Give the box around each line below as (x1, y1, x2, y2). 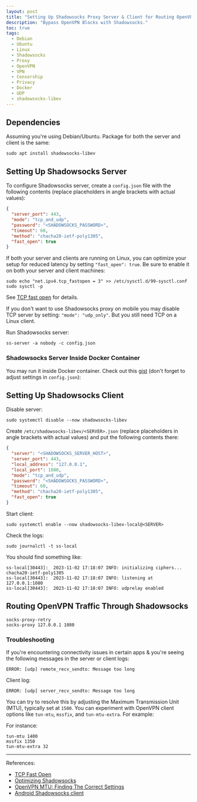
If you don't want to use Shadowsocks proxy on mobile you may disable (6, 305, 180, 312)
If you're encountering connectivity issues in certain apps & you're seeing (6, 649, 185, 656)
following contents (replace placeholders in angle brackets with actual (6, 188, 176, 195)
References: (6, 760, 35, 767)
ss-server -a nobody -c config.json (6, 341, 96, 346)
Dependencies (6, 118, 60, 128)
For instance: (6, 722, 38, 729)
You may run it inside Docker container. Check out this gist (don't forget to (6, 367, 186, 374)
